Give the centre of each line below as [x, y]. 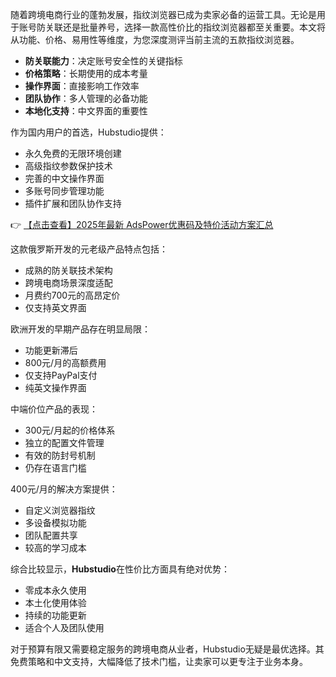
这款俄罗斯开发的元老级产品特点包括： [89, 249]
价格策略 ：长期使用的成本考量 [86, 73]
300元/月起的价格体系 [70, 430]
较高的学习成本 [55, 547]
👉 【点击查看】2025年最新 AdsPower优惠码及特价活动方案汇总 [142, 224]
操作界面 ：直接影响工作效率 [82, 86]
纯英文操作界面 [55, 387]
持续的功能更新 [55, 615]
